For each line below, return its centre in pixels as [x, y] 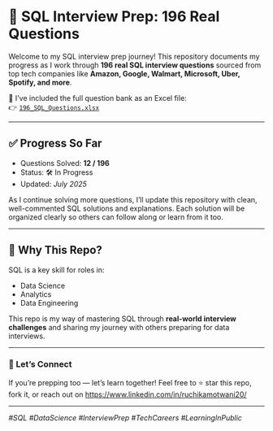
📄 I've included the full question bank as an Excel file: [97, 98]
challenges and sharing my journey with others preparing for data [119, 327]
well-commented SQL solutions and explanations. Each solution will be [127, 208]
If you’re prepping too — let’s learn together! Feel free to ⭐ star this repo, [130, 382]
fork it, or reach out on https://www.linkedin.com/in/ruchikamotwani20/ [128, 394]
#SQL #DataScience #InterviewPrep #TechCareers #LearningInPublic [125, 417]
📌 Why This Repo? [56, 250]
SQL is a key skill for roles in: [56, 270]
